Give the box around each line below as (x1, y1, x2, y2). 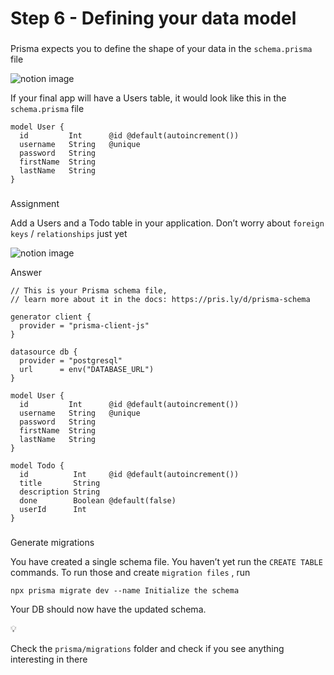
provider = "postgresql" (19, 356, 123, 366)
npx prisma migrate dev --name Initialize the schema (10, 585, 240, 596)
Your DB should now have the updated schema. (10, 603, 207, 615)
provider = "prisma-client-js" (19, 321, 150, 331)
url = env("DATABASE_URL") (19, 365, 155, 375)
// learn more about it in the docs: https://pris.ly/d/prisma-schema (10, 295, 311, 305)
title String (19, 478, 101, 489)
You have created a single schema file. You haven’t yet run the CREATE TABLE (10, 555, 323, 567)
